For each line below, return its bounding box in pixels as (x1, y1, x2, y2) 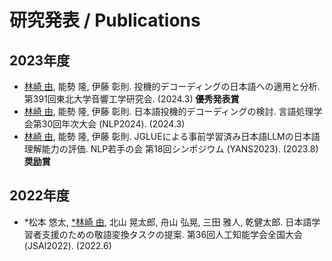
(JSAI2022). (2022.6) (23, 239, 112, 251)
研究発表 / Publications (9, 9, 201, 32)
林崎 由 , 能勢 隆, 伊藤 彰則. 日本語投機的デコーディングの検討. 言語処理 (23, 106, 314, 117)
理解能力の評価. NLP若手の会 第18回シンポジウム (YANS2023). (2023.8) (23, 143, 319, 155)
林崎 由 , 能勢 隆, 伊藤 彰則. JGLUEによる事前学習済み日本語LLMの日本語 (23, 131, 321, 142)
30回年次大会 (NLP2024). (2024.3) (41, 118, 186, 130)
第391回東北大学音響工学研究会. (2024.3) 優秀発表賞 (23, 93, 240, 105)
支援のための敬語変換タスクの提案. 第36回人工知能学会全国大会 (41, 228, 304, 240)
